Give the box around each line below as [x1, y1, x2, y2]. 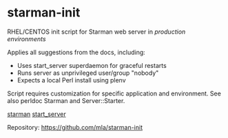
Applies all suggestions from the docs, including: [7, 48, 146, 56]
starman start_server [7, 110, 67, 118]
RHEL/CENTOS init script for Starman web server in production [7, 27, 186, 36]
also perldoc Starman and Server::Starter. [7, 96, 125, 104]
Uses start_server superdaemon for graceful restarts [17, 61, 167, 69]
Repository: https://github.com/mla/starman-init [7, 123, 143, 131]
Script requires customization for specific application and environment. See [7, 89, 222, 97]
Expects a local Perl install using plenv [17, 76, 126, 84]
